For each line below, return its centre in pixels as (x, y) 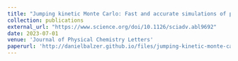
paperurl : (22, 46)
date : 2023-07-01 (33, 33)
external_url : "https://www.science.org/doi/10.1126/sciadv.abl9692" (112, 27)
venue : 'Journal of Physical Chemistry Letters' (80, 40)
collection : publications (45, 20)
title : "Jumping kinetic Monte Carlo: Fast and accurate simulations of (117, 14)
